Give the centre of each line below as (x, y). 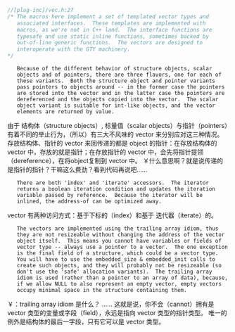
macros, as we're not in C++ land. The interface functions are (114, 30)
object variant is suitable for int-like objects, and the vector (116, 106)
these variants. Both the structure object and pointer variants (116, 81)
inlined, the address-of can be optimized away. (89, 201)
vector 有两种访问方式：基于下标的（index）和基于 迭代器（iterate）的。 (113, 215)
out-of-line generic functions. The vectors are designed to (109, 43)
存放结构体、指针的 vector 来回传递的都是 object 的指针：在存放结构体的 (112, 143)
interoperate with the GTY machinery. (74, 49)
